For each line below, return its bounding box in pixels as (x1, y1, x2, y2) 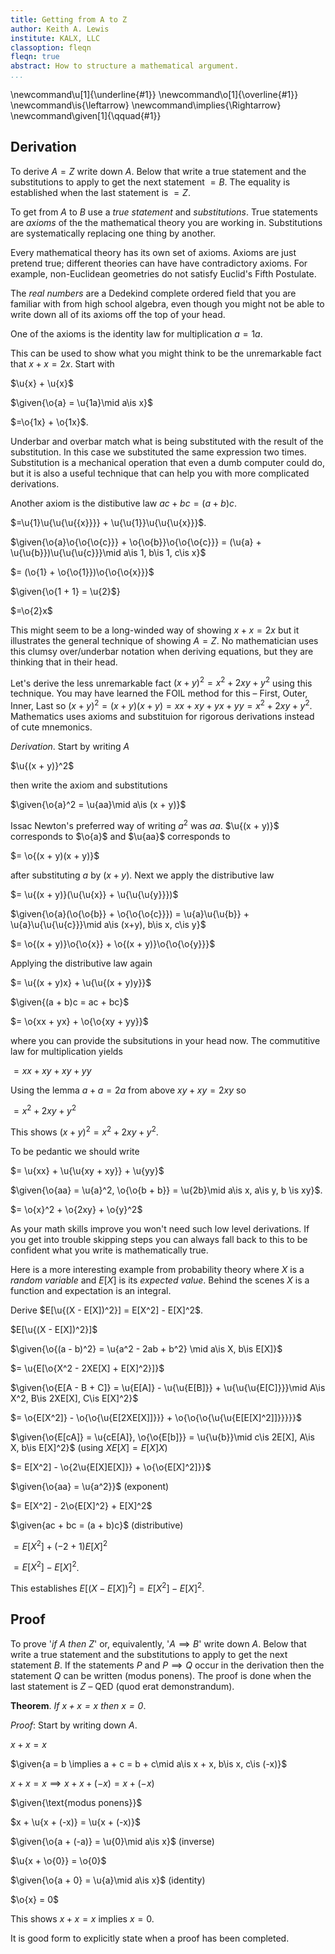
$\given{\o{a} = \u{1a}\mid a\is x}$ (10, 396, 153, 408)
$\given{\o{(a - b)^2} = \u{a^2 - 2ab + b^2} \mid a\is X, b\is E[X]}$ (10, 1343, 283, 1355)
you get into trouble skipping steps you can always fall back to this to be (10, 1234, 308, 1246)
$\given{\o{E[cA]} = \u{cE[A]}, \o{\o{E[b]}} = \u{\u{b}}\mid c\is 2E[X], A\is (10, 1431, 316, 1443)
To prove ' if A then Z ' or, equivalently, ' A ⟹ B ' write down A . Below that (10, 1637, 307, 1650)
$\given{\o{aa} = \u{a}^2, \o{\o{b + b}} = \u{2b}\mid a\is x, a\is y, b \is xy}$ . (10, 1184, 323, 1196)
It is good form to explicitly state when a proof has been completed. (10, 1932, 290, 1944)
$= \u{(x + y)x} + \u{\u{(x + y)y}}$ (10, 976, 152, 988)
